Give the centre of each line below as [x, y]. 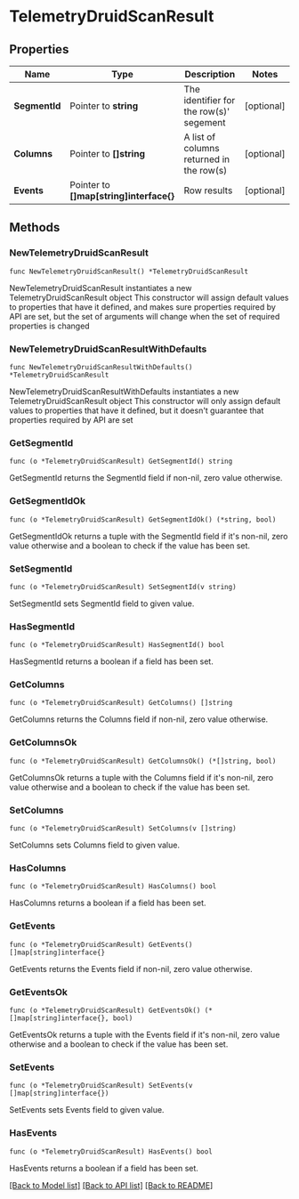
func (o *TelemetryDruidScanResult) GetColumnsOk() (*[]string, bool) [143, 761]
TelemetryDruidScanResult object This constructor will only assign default [145, 401]
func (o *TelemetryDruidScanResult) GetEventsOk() [105, 1010]
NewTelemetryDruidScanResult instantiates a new [101, 288]
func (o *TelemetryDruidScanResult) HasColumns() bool [113, 887]
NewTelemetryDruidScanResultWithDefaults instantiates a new [124, 391]
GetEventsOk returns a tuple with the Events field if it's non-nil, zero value [145, 1034]
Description [210, 74]
